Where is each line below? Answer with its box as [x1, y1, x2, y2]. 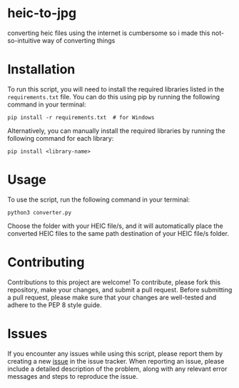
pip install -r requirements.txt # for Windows [7, 114, 155, 121]
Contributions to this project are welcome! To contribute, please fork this [7, 277, 221, 287]
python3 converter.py [7, 209, 72, 216]
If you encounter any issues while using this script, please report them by [7, 349, 223, 358]
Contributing [7, 254, 85, 270]
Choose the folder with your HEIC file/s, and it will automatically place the [7, 222, 223, 230]
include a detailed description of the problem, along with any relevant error [7, 364, 228, 373]
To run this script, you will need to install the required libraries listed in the [7, 84, 225, 94]
